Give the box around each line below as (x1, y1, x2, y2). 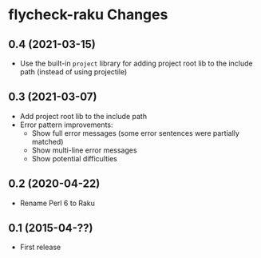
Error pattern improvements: (19, 120, 113, 129)
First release (19, 242, 61, 252)
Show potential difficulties (31, 153, 117, 163)
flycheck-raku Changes (8, 6, 168, 24)
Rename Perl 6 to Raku (19, 198, 96, 208)
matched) (31, 137, 64, 146)
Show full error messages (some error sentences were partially (31, 128, 239, 137)
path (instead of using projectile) (19, 67, 128, 77)
